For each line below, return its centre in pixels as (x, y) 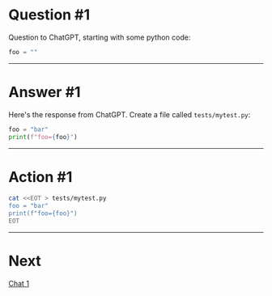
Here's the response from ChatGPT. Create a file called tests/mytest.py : (130, 114)
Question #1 (49, 15)
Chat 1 (19, 283)
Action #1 (40, 177)
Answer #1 (45, 92)
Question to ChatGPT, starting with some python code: (100, 37)
